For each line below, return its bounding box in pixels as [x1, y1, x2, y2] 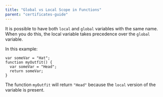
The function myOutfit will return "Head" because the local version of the [5, 82, 156, 88]
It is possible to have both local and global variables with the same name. [5, 25, 158, 31]
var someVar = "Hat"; [5, 55, 50, 60]
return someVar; [9, 68, 43, 74]
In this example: [5, 46, 38, 52]
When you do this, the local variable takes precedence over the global [5, 31, 150, 37]
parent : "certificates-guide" [5, 12, 68, 17]
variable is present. [5, 87, 45, 93]
